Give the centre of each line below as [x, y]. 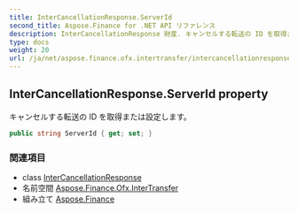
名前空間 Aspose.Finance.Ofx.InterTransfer [100, 187]
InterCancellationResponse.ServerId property [139, 94]
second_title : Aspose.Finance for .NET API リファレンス [112, 26]
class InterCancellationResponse [82, 177]
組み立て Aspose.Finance [68, 199]
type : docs [29, 42]
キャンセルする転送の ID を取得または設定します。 [101, 117]
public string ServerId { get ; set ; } [81, 133]
